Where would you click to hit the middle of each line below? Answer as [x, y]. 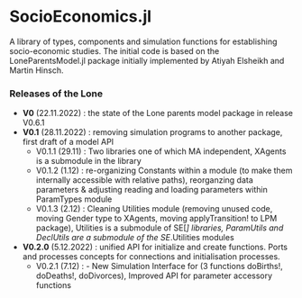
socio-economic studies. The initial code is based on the [114, 50]
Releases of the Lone [56, 94]
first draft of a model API [68, 142]
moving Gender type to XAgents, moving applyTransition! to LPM [156, 219]
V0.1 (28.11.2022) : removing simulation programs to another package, [152, 132]
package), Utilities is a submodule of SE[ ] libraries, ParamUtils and [160, 228]
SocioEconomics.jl [80, 17]
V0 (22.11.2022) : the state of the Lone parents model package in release [157, 113]
